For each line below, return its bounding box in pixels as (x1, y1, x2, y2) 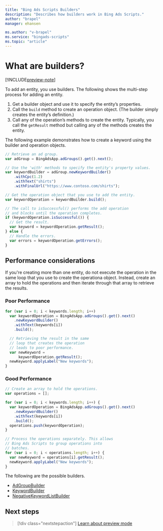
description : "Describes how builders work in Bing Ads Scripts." (5, 12, 144, 17)
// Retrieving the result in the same (9, 336, 90, 341)
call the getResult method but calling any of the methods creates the (12, 122, 152, 128)
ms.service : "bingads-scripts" (5, 35, 69, 40)
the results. (5, 285, 28, 291)
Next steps (5, 507, 39, 516)
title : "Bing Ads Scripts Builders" (5, 7, 80, 12)
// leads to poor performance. (9, 345, 74, 350)
